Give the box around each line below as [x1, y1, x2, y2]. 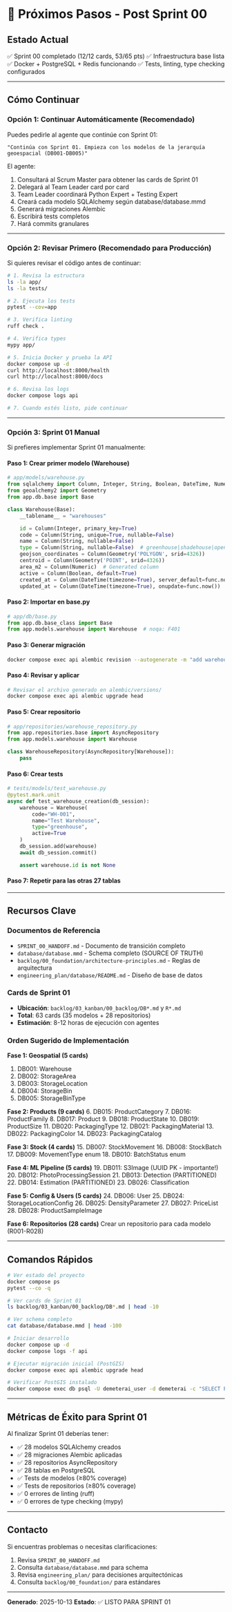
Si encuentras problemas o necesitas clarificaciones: [7, 1542, 157, 1551]
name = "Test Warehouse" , [32, 817, 100, 824]
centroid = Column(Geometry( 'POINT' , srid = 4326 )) [19, 557, 166, 564]
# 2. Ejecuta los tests [7, 297, 76, 305]
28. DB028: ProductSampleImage [7, 1207, 102, 1215]
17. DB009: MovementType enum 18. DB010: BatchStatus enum [7, 1150, 186, 1159]
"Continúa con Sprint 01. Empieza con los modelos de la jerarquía [7, 144, 206, 151]
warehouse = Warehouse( [19, 804, 88, 811]
